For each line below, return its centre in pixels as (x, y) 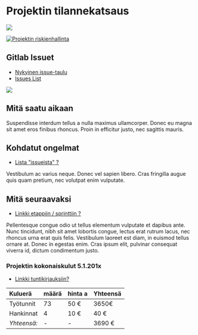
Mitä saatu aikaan (40, 109)
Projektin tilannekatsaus (68, 11)
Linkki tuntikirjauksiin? (42, 279)
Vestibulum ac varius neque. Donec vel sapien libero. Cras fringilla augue (96, 174)
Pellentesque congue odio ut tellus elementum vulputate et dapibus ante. (96, 225)
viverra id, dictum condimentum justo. (53, 251)
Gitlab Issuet (30, 58)
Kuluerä (21, 294)
